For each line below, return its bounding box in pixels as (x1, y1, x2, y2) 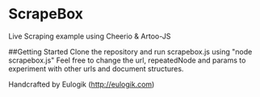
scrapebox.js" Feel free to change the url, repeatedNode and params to (8, 55, 246, 65)
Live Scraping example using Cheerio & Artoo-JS (8, 31, 171, 41)
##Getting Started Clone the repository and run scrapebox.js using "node (8, 46, 253, 56)
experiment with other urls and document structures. (8, 63, 184, 73)
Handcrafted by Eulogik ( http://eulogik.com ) (8, 79, 155, 89)
